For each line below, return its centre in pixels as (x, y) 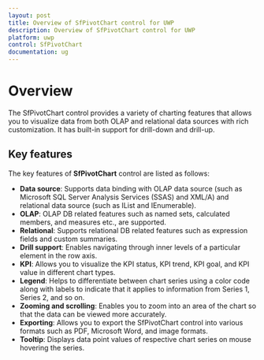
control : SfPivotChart (45, 45)
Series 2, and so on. (52, 297)
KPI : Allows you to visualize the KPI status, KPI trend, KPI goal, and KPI (134, 264)
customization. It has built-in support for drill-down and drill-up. (112, 129)
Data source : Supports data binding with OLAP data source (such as (131, 188)
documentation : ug (38, 52)
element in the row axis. (58, 255)
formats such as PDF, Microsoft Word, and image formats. (114, 331)
